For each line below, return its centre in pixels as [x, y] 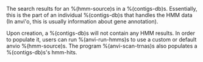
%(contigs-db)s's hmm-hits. [42, 52]
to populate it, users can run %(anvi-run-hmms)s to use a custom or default [101, 39]
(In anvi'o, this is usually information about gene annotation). [82, 21]
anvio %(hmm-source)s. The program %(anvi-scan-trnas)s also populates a [102, 46]
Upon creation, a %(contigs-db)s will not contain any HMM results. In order [101, 33]
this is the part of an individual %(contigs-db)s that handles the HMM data [100, 15]
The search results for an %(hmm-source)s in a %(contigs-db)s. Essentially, [102, 9]
